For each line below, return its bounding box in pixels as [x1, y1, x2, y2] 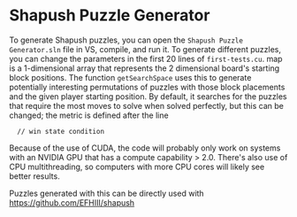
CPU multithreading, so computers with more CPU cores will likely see [9, 161, 265, 172]
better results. [9, 170, 60, 182]
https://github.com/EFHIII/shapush [9, 197, 135, 208]
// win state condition [17, 127, 104, 136]
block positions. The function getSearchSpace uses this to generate [9, 72, 252, 82]
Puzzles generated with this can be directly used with [9, 188, 205, 198]
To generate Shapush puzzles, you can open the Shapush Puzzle [9, 35, 243, 45]
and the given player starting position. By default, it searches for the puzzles [9, 90, 287, 102]
